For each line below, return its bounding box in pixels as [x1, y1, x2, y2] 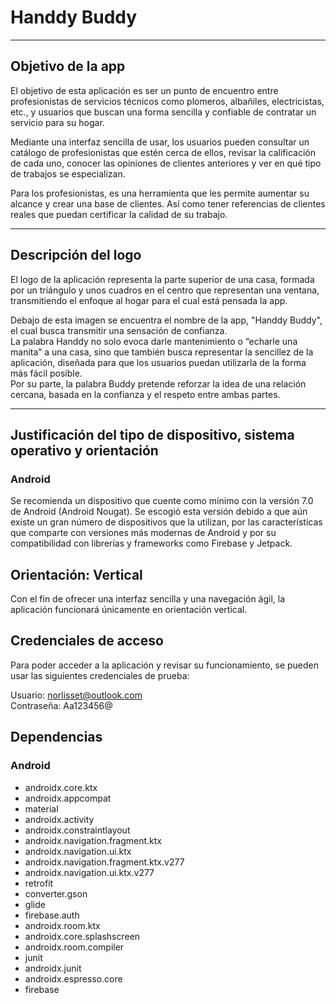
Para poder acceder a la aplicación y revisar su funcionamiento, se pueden [10, 659, 320, 671]
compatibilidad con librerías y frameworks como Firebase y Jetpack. [10, 537, 293, 550]
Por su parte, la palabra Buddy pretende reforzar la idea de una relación [10, 377, 307, 390]
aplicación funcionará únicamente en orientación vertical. [10, 604, 248, 616]
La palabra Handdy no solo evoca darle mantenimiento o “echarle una [10, 335, 298, 347]
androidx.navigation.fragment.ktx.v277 [24, 856, 185, 868]
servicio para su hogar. [10, 116, 105, 128]
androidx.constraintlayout [24, 824, 131, 836]
